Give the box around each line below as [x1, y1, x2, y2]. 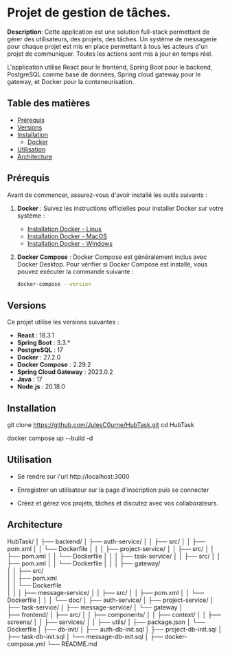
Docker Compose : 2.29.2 [16, 360, 91, 369]
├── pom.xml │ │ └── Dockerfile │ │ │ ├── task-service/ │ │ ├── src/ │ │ [7, 552, 221, 560]
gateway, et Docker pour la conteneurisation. [7, 77, 135, 85]
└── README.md [47, 639, 97, 648]
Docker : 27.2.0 [16, 353, 61, 362]
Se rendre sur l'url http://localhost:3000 [16, 472, 130, 480]
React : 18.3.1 [16, 331, 55, 340]
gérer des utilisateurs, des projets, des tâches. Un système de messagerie [7, 34, 218, 43]
